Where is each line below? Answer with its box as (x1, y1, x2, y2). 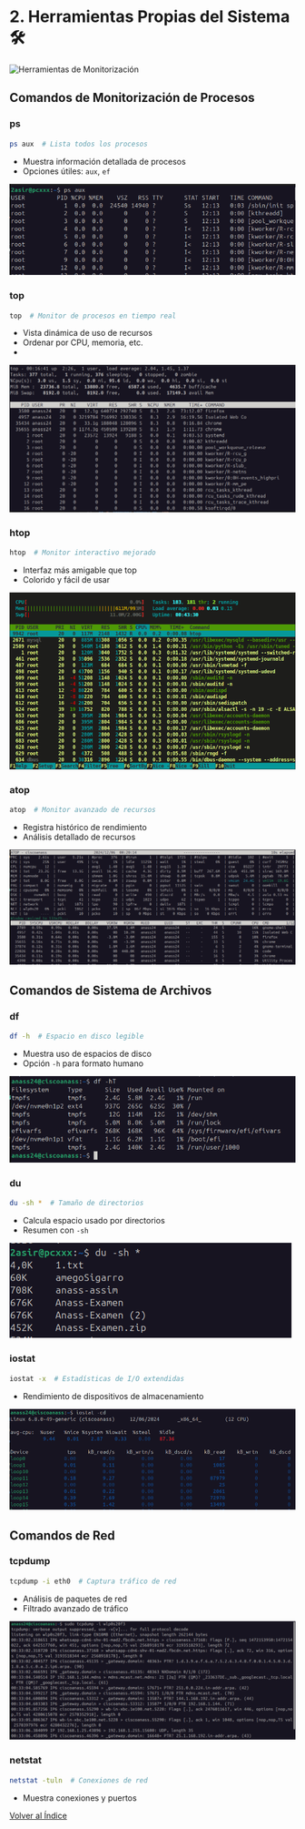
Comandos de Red (9, 1528, 115, 1543)
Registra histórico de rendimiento (22, 821, 147, 832)
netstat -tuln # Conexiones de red (9, 1775, 148, 1785)
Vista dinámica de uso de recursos (22, 328, 152, 339)
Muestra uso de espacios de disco (22, 1048, 152, 1059)
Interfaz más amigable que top (22, 564, 138, 575)
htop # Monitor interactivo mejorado (9, 548, 156, 557)
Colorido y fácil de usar (22, 574, 111, 584)
